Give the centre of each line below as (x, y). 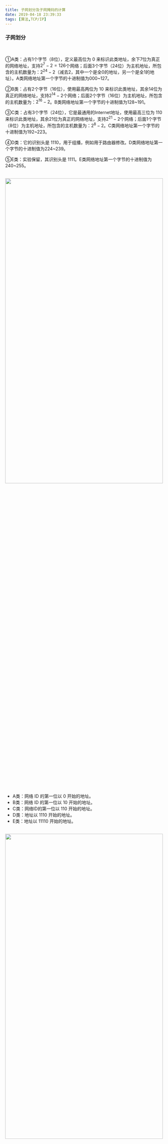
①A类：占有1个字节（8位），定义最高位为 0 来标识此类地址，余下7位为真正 (83, 59)
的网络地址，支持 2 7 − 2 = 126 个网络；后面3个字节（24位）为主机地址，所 (81, 65)
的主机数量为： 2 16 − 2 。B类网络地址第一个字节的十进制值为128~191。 (77, 102)
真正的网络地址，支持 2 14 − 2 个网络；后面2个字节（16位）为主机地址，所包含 (84, 95)
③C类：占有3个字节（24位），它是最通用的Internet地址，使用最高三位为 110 (84, 113)
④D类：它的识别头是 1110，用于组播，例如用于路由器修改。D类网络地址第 (82, 142)
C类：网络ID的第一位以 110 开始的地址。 (53, 809)
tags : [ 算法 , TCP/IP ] (26, 19)
